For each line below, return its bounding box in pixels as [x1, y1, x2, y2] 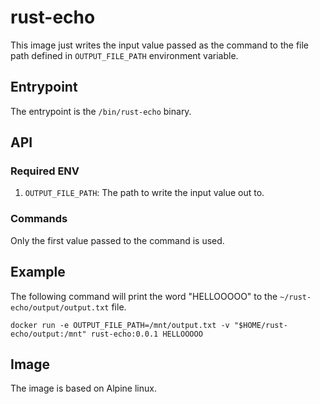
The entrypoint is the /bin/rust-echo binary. [10, 105, 192, 117]
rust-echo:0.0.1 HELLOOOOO [90, 329, 203, 339]
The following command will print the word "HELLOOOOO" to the [10, 290, 278, 302]
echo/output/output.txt [10, 302, 110, 313]
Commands [10, 212, 68, 226]
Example [10, 264, 66, 281]
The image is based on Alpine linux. [10, 382, 157, 395]
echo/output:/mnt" [10, 329, 87, 339]
